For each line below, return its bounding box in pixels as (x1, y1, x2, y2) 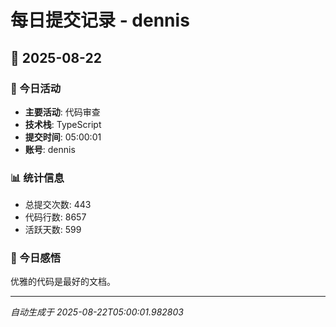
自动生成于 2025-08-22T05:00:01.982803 (10, 306, 184, 318)
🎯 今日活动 (10, 81, 62, 95)
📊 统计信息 (10, 171, 65, 185)
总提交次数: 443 (24, 199, 92, 211)
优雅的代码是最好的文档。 (10, 276, 116, 288)
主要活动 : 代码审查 (24, 106, 101, 118)
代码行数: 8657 (24, 211, 87, 223)
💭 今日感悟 (10, 251, 62, 265)
